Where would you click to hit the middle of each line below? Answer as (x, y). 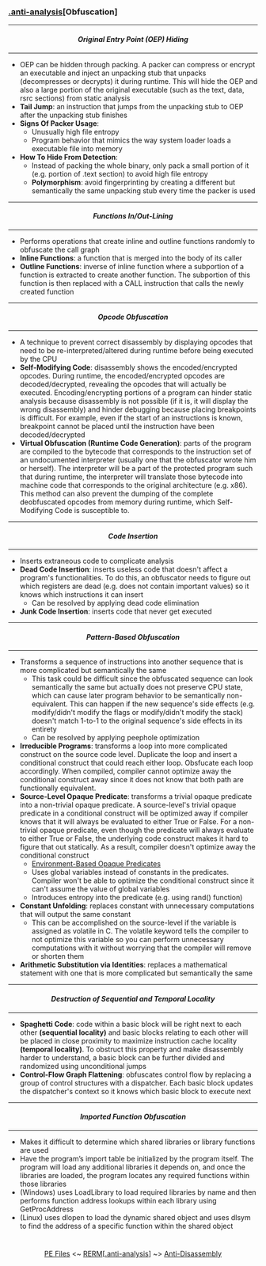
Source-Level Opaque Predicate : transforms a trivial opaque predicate (136, 796)
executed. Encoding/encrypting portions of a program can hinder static (136, 392)
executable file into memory (77, 148)
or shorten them (58, 956)
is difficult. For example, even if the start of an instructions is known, (131, 417)
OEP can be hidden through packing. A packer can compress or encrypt (137, 64)
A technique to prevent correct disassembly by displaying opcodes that (136, 342)
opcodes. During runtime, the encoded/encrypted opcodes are (122, 375)
